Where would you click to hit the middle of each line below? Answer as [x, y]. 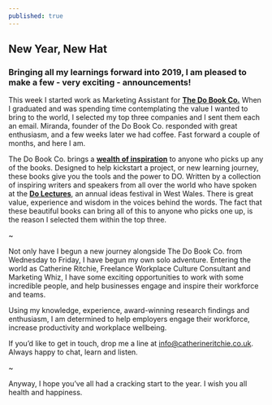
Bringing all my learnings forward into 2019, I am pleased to [128, 72]
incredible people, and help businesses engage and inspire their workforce [134, 286]
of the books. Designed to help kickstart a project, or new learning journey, [134, 168]
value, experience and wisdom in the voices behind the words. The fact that [135, 202]
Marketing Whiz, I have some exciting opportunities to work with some [126, 277]
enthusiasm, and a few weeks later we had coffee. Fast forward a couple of [134, 134]
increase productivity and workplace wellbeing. [88, 328]
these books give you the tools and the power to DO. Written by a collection [135, 177]
